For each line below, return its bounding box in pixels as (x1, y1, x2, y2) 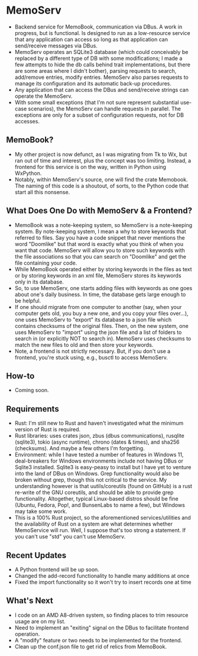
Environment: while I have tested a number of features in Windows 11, (14, 451, 184, 458)
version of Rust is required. (14, 426, 81, 433)
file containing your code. (14, 259, 77, 266)
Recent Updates (6, 550, 67, 561)
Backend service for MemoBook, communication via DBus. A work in (14, 23, 183, 30)
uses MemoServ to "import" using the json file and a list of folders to (14, 329, 182, 336)
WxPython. (14, 170, 42, 177)
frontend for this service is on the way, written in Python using (14, 163, 167, 170)
